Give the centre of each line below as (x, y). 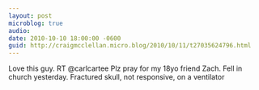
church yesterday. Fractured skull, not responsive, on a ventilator (117, 77)
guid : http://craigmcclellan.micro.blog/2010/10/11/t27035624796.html (130, 46)
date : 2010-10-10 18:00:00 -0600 (65, 38)
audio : (19, 31)
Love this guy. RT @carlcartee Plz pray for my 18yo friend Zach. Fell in (125, 68)
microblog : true (36, 23)
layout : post (30, 16)
